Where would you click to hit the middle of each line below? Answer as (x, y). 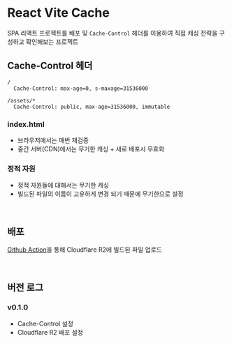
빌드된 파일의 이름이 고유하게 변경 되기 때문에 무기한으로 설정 (100, 194)
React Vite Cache (58, 13)
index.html (26, 124)
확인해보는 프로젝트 (52, 41)
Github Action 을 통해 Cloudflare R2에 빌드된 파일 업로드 (85, 250)
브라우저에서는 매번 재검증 (53, 140)
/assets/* (22, 100)
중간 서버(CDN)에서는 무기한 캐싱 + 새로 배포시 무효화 (91, 149)
